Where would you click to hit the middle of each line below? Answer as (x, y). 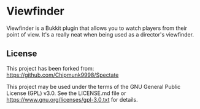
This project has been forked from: (50, 68)
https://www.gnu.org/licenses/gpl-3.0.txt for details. (72, 99)
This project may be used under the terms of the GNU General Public (94, 86)
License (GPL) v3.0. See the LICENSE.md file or (67, 93)
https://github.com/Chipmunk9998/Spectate (63, 75)
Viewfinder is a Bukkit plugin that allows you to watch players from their (97, 28)
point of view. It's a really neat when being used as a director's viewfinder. (100, 34)
